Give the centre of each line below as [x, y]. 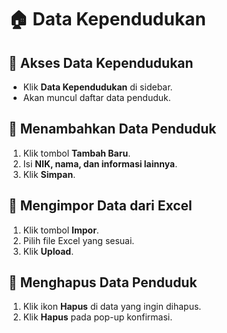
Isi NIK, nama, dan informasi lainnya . [100, 163]
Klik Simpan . [49, 174]
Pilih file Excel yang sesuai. [78, 240]
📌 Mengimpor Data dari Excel [100, 206]
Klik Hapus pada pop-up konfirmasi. [97, 317]
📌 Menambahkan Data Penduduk [112, 129]
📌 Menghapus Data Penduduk [103, 282]
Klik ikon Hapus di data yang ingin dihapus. [112, 307]
